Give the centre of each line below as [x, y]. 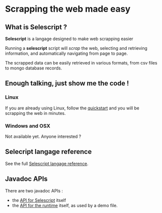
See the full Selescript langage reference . [47, 163]
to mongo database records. [34, 68]
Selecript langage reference [48, 152]
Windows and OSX [28, 126]
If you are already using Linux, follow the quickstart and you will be [72, 108]
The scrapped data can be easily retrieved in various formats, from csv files [81, 63]
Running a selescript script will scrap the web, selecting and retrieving [76, 48]
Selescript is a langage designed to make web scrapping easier [69, 39]
